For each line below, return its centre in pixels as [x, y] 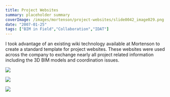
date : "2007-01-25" [26, 24]
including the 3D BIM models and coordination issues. [62, 60]
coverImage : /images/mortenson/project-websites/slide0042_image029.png [85, 20]
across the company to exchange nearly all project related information [80, 55]
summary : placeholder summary [38, 15]
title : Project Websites [32, 10]
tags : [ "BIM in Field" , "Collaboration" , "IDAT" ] [57, 29]
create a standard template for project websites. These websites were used [85, 49]
